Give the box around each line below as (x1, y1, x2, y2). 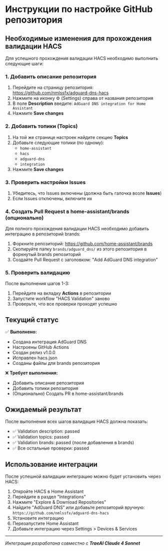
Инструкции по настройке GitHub (5, 4, 153, 15)
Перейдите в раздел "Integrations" (12, 493, 86, 500)
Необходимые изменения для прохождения (5, 34, 152, 43)
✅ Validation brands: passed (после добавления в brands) (12, 440, 134, 446)
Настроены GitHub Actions (12, 344, 69, 350)
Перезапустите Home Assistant (12, 520, 79, 526)
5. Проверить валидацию (5, 269, 70, 277)
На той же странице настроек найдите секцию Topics (12, 134, 128, 140)
